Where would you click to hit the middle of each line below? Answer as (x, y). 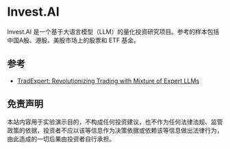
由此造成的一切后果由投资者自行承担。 (61, 139)
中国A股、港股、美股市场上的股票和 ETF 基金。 (74, 40)
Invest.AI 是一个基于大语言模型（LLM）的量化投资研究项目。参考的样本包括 (113, 31)
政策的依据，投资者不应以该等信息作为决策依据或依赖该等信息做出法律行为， (115, 130)
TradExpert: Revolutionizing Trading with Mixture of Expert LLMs (108, 81)
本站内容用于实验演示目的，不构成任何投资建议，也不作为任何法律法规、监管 (115, 122)
